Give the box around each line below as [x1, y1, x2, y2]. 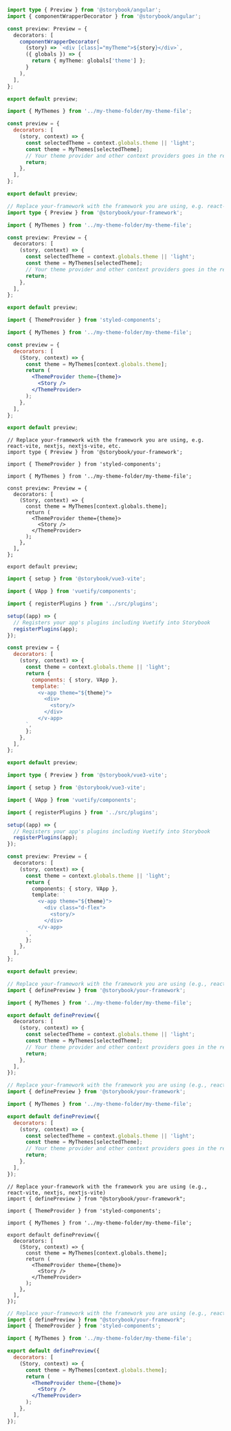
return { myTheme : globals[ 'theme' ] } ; [32, 57, 146, 65]
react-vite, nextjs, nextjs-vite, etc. [7, 443, 122, 450]
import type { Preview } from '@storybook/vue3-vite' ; [7, 772, 168, 779]
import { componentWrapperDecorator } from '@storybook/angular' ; [7, 12, 201, 20]
